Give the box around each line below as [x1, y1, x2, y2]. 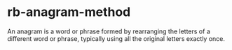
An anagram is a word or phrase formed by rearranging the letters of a [7, 27, 210, 35]
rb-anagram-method [7, 4, 131, 20]
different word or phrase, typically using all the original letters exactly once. [7, 34, 226, 42]
